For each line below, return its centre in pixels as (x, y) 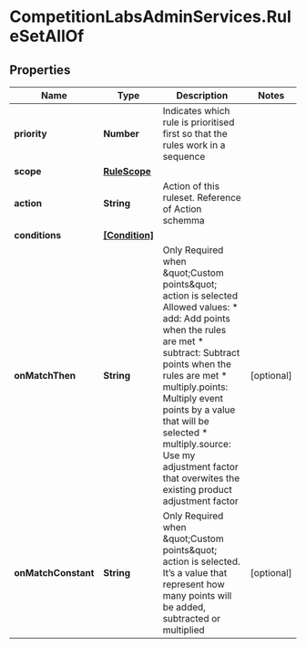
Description (202, 95)
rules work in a (194, 145)
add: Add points (196, 319)
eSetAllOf (47, 36)
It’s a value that (195, 573)
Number (121, 134)
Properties (40, 70)
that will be (186, 421)
